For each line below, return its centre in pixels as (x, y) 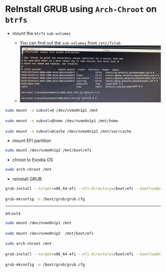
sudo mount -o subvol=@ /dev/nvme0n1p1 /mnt (52, 110)
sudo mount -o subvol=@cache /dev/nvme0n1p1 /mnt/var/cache (68, 131)
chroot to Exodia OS (33, 160)
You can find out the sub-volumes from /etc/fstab (70, 43)
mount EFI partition (32, 141)
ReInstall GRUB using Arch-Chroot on (81, 9)
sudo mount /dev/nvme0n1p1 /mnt (38, 223)
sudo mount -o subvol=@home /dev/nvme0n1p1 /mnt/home (62, 121)
